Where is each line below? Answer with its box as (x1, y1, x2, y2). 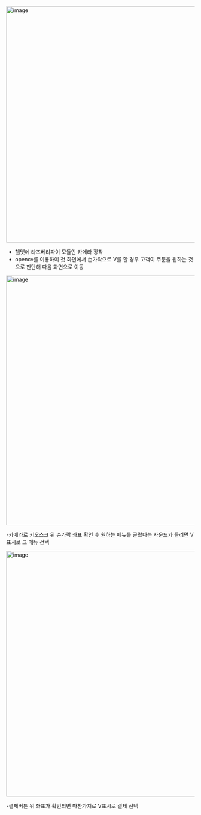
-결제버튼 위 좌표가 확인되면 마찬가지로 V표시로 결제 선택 (6, 802, 139, 809)
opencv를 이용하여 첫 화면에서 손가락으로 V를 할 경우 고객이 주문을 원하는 (14, 256, 187, 263)
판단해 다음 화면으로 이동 (26, 263, 84, 270)
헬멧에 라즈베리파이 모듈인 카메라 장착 (14, 248, 103, 255)
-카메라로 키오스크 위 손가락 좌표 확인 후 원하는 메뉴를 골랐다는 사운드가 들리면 (6, 531, 189, 538)
